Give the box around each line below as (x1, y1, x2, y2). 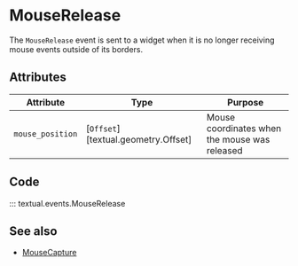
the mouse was (206, 133, 271, 145)
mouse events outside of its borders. (9, 43, 144, 54)
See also (9, 223, 58, 239)
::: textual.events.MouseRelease (9, 198, 126, 208)
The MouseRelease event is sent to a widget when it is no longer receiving (9, 35, 275, 45)
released (206, 144, 243, 156)
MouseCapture (21, 247, 77, 258)
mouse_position (13, 129, 78, 138)
